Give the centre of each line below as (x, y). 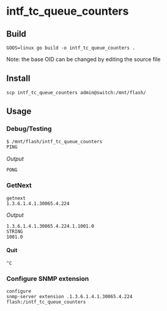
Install (18, 79)
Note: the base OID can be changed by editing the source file (83, 59)
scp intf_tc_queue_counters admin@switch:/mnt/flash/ (76, 92)
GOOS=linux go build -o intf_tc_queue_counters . (71, 48)
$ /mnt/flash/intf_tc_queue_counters (54, 141)
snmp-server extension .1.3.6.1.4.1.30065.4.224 (69, 297)
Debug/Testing (29, 129)
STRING (15, 231)
